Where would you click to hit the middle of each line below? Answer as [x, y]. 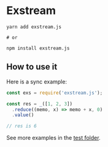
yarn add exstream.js [34, 27]
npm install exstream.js [38, 48]
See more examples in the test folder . [53, 138]
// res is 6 [21, 126]
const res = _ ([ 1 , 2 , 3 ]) [39, 104]
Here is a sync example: [37, 81]
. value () [23, 115]
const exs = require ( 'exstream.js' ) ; [55, 93]
